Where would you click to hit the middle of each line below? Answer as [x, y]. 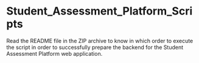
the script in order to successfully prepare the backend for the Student [95, 47]
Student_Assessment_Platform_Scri [100, 11]
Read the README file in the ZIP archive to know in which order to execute [100, 41]
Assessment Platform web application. [54, 53]
